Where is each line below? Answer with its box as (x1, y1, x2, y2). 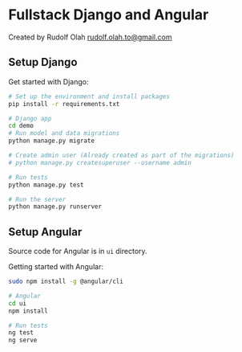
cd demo (8, 122, 34, 130)
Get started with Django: (8, 76, 89, 86)
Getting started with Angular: (8, 262, 104, 272)
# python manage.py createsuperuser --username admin (8, 158, 192, 166)
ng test (8, 329, 34, 337)
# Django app (8, 114, 52, 122)
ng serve (8, 336, 38, 345)
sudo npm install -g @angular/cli (8, 277, 124, 286)
